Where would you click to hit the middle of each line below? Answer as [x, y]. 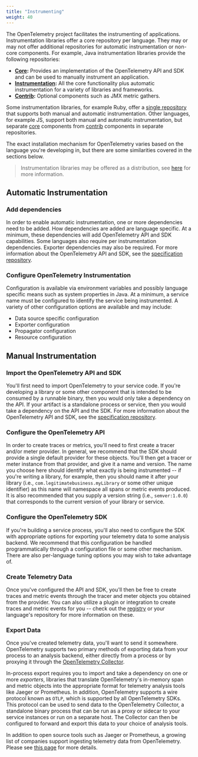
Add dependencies [34, 209]
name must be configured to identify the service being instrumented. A [92, 301]
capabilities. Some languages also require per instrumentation [81, 241]
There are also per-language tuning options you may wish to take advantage [99, 555]
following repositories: [33, 59]
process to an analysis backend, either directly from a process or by [89, 656]
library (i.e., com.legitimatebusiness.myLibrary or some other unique [90, 483]
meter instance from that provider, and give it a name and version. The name [99, 464]
